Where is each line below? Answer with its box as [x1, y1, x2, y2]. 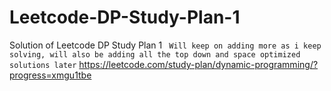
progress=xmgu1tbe [9, 69, 92, 81]
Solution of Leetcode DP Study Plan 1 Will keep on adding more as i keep [9, 39, 322, 51]
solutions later [9, 60, 77, 70]
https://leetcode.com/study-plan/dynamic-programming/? [78, 58, 319, 70]
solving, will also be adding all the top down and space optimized [9, 49, 301, 60]
